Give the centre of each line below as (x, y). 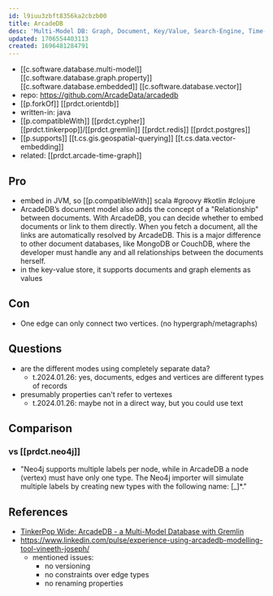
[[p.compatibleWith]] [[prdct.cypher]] (82, 121)
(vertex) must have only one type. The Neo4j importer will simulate (132, 478)
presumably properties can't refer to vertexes (96, 394)
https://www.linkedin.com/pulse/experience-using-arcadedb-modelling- (141, 540)
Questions (35, 349)
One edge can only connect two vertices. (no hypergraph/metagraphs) (139, 323)
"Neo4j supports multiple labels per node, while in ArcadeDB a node (134, 469)
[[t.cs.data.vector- (206, 138)
